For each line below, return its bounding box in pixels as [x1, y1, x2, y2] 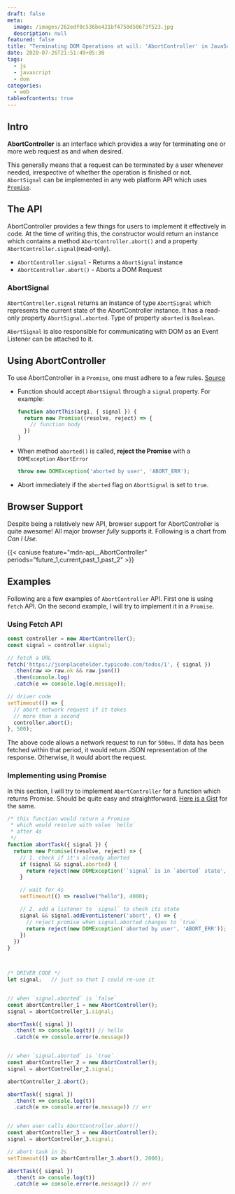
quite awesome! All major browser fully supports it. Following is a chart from [7, 527, 227, 535]
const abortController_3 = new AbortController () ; [7, 1129, 158, 1137]
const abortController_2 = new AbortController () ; [7, 1059, 158, 1066]
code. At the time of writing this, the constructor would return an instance [7, 229, 219, 238]
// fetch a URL [7, 654, 52, 661]
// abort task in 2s [7, 1148, 68, 1155]
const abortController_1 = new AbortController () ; [7, 1001, 158, 1008]
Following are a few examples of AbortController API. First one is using [7, 594, 213, 603]
